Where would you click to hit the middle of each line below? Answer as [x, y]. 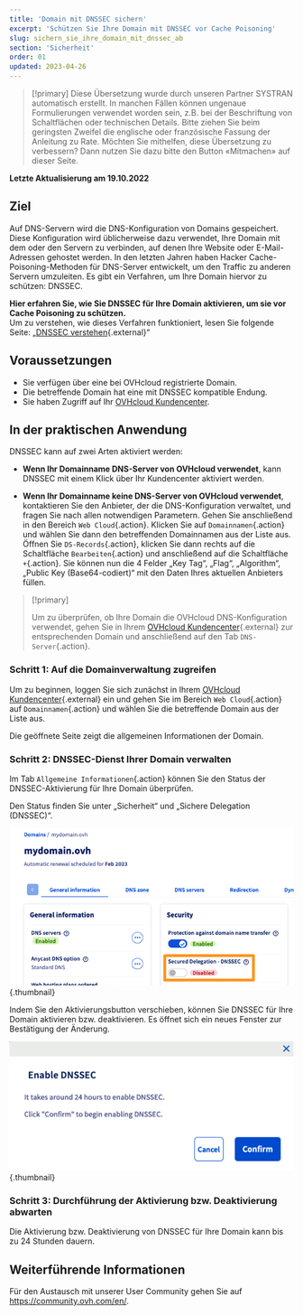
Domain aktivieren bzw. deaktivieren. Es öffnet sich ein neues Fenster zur [146, 1019]
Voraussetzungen [61, 361]
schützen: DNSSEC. [46, 285]
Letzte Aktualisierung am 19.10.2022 [79, 178]
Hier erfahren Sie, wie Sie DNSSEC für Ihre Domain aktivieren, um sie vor [148, 303]
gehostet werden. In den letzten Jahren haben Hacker [147, 256]
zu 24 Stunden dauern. [52, 1241]
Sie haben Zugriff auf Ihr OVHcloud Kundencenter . [116, 401]
